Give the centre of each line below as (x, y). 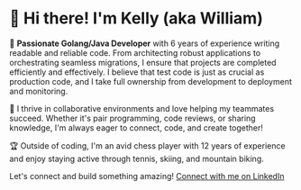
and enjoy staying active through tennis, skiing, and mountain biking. (137, 158)
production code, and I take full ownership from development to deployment (151, 81)
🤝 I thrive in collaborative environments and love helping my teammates (142, 108)
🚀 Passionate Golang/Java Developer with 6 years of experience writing (145, 43)
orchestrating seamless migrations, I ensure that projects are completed (143, 62)
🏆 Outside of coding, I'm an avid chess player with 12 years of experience (147, 145)
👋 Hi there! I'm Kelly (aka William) (136, 18)
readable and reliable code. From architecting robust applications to (135, 52)
